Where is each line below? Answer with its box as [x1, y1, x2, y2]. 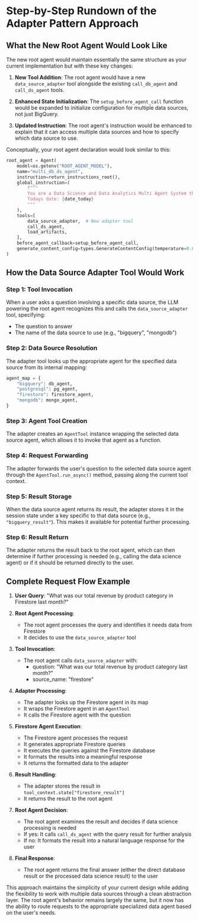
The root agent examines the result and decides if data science [23, 818, 178, 825]
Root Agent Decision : [14, 806, 68, 813]
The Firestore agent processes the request [23, 734, 129, 741]
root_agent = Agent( [6, 158, 57, 164]
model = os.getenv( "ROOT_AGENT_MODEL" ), [17, 163, 113, 169]
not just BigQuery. [14, 111, 59, 117]
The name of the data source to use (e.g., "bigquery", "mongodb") [14, 329, 177, 336]
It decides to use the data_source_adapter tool [23, 634, 136, 641]
